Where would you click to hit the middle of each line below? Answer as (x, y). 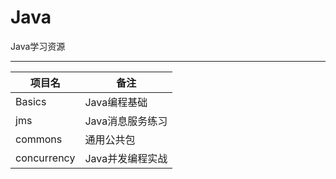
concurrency (45, 158)
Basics (31, 101)
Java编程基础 (116, 102)
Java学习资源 (38, 46)
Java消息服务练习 (126, 121)
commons (39, 139)
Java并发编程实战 (126, 158)
